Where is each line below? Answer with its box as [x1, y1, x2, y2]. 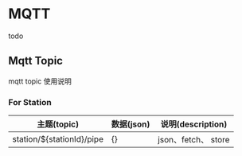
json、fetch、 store [158, 135, 230, 146]
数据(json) [111, 119, 150, 130]
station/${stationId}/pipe [12, 134, 103, 145]
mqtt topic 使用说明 [8, 76, 72, 86]
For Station [8, 96, 52, 107]
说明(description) [160, 119, 228, 130]
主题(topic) [37, 119, 80, 130]
